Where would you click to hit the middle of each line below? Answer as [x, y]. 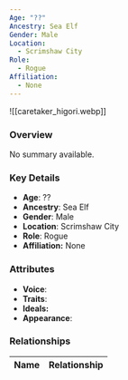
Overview [31, 134]
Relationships [40, 341]
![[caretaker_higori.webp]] [58, 111]
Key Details [35, 178]
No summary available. [52, 154]
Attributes [32, 269]
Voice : [35, 289]
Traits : [35, 298]
